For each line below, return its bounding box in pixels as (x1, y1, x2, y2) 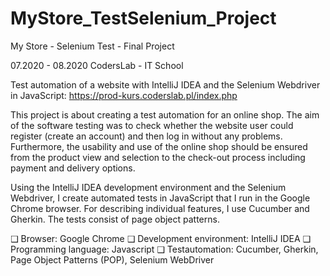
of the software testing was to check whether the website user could (10, 119, 294, 131)
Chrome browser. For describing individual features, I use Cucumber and (10, 202, 310, 214)
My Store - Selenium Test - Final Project (10, 40, 175, 52)
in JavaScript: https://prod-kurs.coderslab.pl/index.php (10, 89, 238, 101)
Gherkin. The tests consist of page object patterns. (10, 213, 220, 225)
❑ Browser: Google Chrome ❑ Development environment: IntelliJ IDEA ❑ (10, 232, 312, 244)
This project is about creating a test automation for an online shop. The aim (10, 108, 320, 121)
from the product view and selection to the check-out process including (10, 151, 306, 163)
